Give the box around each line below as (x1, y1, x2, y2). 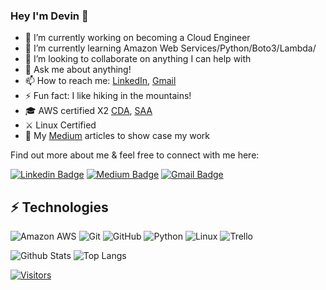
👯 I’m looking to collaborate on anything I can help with (24, 53, 252, 65)
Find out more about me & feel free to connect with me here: (10, 149, 260, 161)
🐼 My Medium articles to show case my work (24, 130, 211, 142)
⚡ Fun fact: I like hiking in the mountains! (24, 90, 192, 102)
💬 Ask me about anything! (24, 64, 132, 76)
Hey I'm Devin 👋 (10, 9, 89, 23)
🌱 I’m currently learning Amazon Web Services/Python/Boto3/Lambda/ (24, 42, 317, 54)
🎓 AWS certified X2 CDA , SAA (24, 105, 153, 117)
